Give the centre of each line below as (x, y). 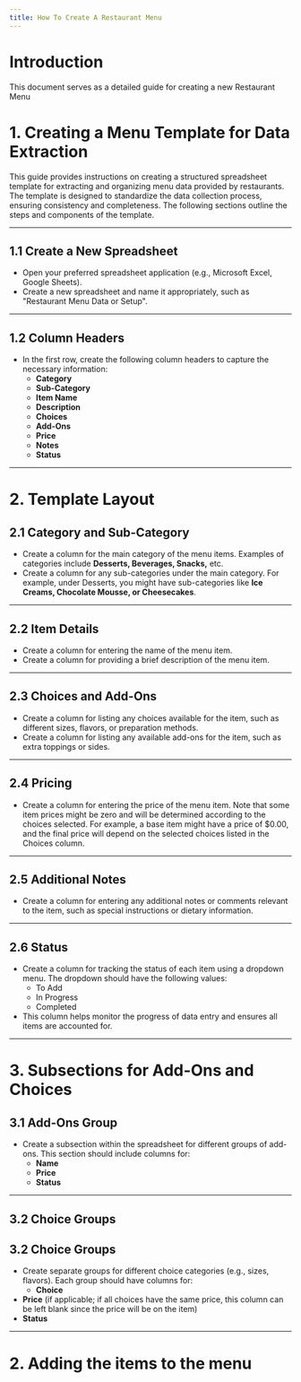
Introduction (56, 61)
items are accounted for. (67, 1026)
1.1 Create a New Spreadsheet (94, 251)
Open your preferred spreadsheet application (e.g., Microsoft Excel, (147, 273)
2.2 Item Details (54, 629)
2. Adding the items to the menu (131, 1363)
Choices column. (53, 843)
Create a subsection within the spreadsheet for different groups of (145, 1144)
